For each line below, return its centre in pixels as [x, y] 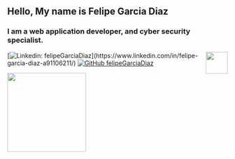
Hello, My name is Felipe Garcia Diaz [88, 12]
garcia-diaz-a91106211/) [42, 63]
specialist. [26, 40]
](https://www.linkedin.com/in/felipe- [144, 55]
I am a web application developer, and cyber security [99, 32]
